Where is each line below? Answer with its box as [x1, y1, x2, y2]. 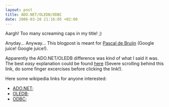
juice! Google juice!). [5, 46, 48, 52]
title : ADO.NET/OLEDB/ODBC [5, 12, 62, 17]
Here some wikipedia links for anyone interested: [5, 76, 107, 82]
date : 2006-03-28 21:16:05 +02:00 [5, 17, 78, 22]
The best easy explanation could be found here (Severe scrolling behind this [5, 61, 164, 67]
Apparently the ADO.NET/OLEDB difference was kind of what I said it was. [5, 55, 159, 61]
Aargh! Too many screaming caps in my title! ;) [5, 31, 102, 37]
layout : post [5, 7, 33, 13]
